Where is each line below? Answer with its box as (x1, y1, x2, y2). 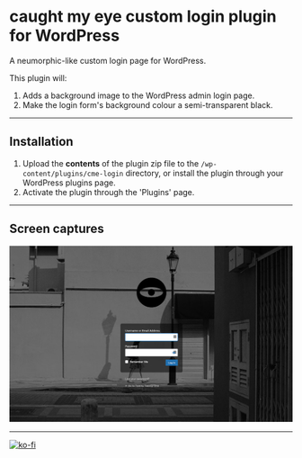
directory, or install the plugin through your (125, 167, 284, 178)
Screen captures (9, 221, 105, 237)
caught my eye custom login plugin (9, 6, 277, 27)
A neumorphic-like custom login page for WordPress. (9, 55, 207, 66)
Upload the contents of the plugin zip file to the (22, 157, 200, 168)
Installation (9, 134, 74, 149)
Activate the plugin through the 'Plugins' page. (22, 186, 195, 197)
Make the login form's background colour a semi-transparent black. (22, 99, 273, 110)
